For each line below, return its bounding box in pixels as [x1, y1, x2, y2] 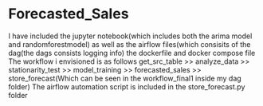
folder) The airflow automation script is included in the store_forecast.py [8, 81, 245, 92]
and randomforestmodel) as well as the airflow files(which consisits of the [8, 39, 251, 49]
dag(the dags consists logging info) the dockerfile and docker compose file [8, 48, 256, 57]
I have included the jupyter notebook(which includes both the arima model [8, 31, 253, 41]
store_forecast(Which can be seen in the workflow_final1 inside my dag [8, 73, 241, 83]
